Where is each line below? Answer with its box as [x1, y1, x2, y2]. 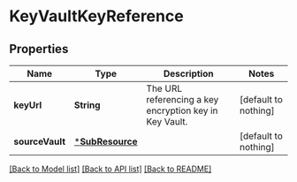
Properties [9, 42, 69, 57]
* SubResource [73, 135, 139, 148]
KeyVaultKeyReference [9, 6, 184, 27]
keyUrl [13, 99, 42, 111]
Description [163, 68, 214, 80]
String [73, 99, 101, 111]
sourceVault [13, 135, 66, 148]
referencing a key [146, 94, 219, 105]
